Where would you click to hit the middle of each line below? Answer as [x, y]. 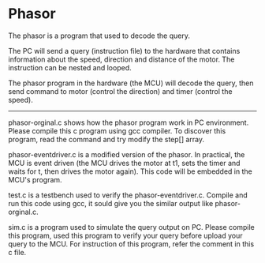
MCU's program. [35, 179]
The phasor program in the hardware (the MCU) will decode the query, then [131, 83]
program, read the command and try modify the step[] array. [106, 139]
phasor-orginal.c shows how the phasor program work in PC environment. [129, 122]
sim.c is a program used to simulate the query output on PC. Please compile [131, 227]
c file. [17, 252]
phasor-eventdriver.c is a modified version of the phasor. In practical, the [127, 154]
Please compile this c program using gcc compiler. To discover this [117, 130]
